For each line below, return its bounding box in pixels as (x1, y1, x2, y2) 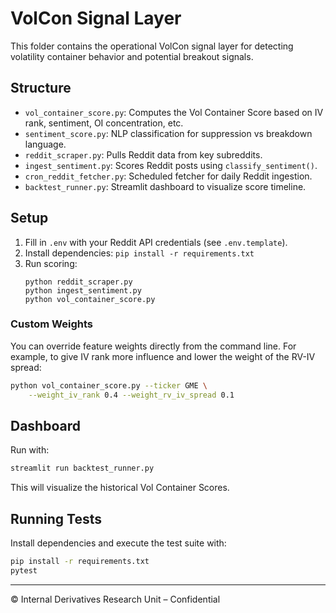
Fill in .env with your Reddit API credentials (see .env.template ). (24, 236, 288, 248)
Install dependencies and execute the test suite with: (10, 537, 227, 549)
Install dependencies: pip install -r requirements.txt (24, 247, 255, 259)
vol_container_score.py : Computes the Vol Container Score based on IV (24, 106, 324, 118)
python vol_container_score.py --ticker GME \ (10, 380, 208, 391)
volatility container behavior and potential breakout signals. (10, 50, 254, 62)
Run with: (10, 444, 50, 456)
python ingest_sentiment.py (24, 285, 142, 296)
